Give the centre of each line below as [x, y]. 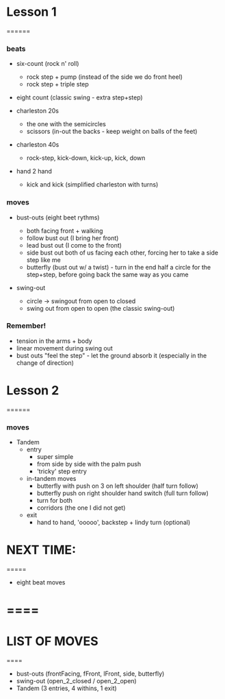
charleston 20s [38, 111]
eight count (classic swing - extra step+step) [79, 97]
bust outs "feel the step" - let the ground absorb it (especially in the [111, 355]
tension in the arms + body [54, 341]
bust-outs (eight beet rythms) [58, 217]
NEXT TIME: [41, 550]
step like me [43, 260]
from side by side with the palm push [89, 464]
